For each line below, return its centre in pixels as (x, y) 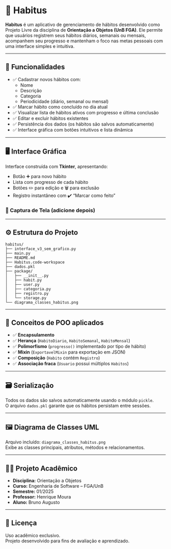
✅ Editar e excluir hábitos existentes (50, 118)
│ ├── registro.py (27, 293)
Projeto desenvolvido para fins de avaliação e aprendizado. (67, 541)
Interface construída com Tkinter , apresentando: (56, 166)
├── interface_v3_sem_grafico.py (41, 249)
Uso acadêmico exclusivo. (33, 535)
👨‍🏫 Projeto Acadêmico (41, 468)
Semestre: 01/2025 (33, 491)
